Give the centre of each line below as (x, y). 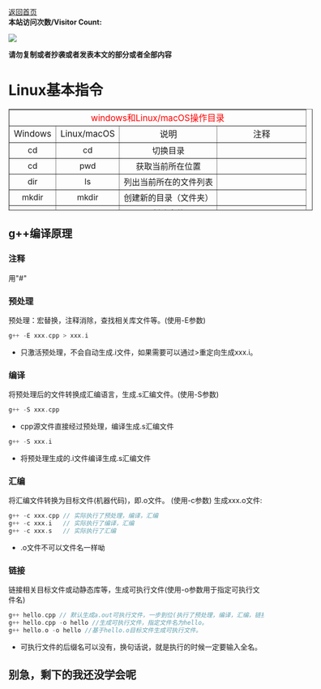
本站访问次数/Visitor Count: (56, 22)
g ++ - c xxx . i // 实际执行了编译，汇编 (71, 523)
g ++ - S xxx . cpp (34, 410)
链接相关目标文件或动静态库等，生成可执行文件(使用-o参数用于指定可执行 (131, 590)
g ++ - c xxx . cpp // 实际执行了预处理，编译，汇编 (83, 516)
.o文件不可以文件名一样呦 (62, 547)
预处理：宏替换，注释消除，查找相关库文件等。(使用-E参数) (107, 320)
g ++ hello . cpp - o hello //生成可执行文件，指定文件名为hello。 (108, 622)
